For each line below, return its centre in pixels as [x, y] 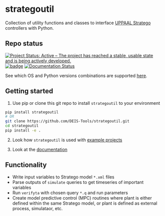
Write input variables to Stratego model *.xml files [63, 177]
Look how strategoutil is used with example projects [67, 140]
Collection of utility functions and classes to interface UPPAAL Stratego [78, 23]
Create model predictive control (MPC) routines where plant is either [82, 198]
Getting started [29, 91]
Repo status [24, 44]
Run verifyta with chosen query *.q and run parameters [70, 193]
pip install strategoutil [32, 112]
